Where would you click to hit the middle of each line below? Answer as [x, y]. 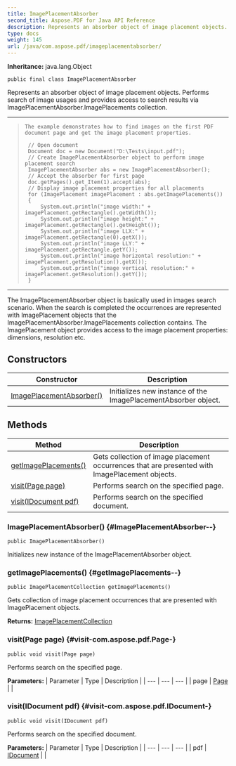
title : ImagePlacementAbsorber [53, 14]
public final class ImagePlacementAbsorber [72, 79]
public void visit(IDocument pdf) [58, 721]
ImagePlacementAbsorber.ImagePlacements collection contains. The [107, 323]
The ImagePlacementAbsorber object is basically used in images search [112, 300]
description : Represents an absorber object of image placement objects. [118, 27]
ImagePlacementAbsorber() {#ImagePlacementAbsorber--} [112, 526]
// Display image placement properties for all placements [116, 188]
